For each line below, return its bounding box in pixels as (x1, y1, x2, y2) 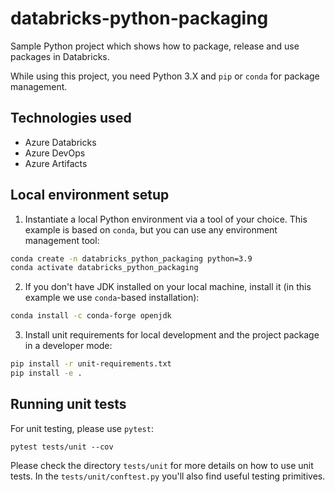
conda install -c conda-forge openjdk (10, 311, 172, 321)
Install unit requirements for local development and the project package (24, 329, 320, 341)
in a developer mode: (24, 340, 113, 352)
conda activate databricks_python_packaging (10, 263, 199, 273)
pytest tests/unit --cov (10, 442, 114, 452)
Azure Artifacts (24, 157, 88, 169)
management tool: (24, 234, 100, 246)
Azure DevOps (24, 147, 86, 159)
